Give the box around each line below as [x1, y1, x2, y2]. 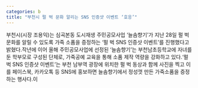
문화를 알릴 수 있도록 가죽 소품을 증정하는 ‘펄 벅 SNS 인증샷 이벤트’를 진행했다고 [6, 38, 190, 45]
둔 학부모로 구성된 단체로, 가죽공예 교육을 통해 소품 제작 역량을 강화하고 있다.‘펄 [6, 53, 189, 60]
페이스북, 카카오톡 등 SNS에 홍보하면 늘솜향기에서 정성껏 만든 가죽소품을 [12, 68, 179, 75]
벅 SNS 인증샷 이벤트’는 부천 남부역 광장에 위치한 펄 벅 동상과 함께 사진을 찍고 [6, 60, 185, 68]
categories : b [6, 8, 41, 15]
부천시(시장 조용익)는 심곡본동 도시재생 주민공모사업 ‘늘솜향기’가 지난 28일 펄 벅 [6, 31, 190, 38]
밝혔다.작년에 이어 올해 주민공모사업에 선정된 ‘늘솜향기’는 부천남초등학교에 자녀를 [6, 45, 192, 53]
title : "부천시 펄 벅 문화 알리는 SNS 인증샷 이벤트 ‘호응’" [6, 14, 138, 20]
